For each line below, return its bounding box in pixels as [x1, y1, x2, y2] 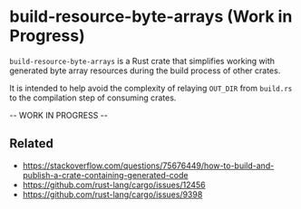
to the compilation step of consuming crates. [9, 92, 177, 103]
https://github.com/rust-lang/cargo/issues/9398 [22, 188, 203, 200]
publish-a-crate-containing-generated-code [22, 169, 189, 180]
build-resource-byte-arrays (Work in [9, 6, 293, 27]
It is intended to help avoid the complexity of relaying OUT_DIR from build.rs [9, 82, 293, 93]
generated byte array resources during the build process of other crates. [9, 65, 281, 76]
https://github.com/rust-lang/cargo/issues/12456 [22, 179, 206, 190]
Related [9, 136, 54, 151]
